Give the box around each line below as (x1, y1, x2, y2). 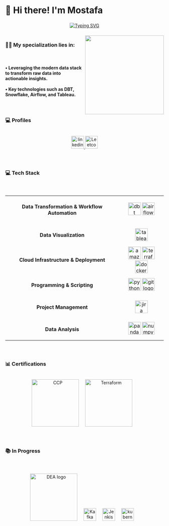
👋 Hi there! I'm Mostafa (5, 5, 103, 16)
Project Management (36, 304, 88, 311)
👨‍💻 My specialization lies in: (5, 41, 75, 48)
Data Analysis (45, 325, 79, 332)
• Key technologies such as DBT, (5, 86, 74, 92)
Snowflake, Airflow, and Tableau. (5, 91, 76, 97)
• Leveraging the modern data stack (5, 65, 82, 71)
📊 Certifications (5, 360, 46, 367)
